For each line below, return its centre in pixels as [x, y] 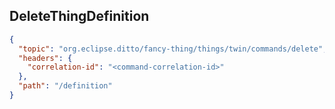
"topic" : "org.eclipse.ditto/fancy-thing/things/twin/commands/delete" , [173, 49]
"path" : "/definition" [65, 86]
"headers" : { [45, 58]
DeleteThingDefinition [79, 16]
